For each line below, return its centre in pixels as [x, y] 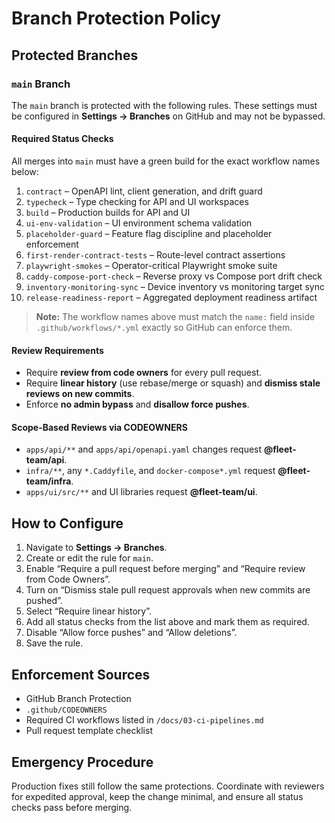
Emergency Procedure [82, 762]
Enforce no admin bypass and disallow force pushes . [137, 404]
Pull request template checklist [89, 731]
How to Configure [67, 523]
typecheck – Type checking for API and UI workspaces [137, 202]
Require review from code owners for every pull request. [144, 373]
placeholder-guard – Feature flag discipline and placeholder [149, 234]
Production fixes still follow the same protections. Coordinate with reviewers [168, 786]
